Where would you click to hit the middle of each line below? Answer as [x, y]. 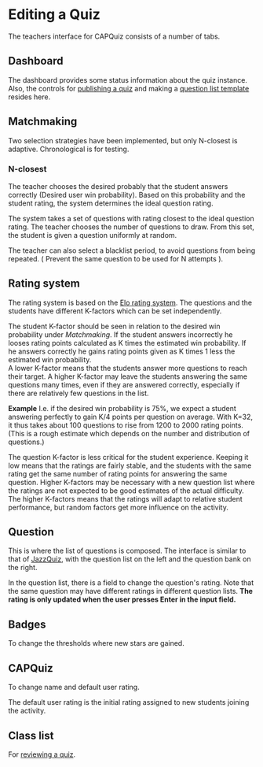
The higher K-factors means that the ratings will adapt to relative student [126, 498]
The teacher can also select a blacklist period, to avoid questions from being [132, 250]
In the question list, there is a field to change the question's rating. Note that [131, 583]
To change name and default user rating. [74, 687]
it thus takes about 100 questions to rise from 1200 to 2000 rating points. [126, 425]
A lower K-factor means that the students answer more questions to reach [128, 368]
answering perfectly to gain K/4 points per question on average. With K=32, [131, 417]
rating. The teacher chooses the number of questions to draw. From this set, [131, 227]
